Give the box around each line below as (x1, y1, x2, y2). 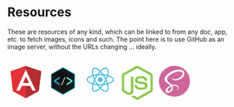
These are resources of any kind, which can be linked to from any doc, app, (7, 27, 228, 36)
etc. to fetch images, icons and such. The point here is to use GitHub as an (7, 34, 225, 43)
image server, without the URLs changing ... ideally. (7, 42, 157, 51)
